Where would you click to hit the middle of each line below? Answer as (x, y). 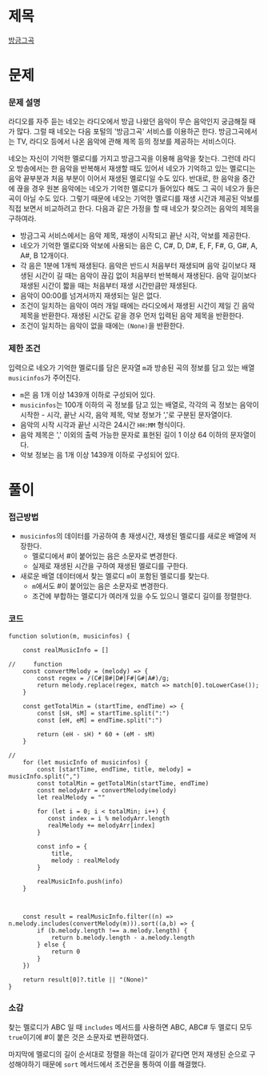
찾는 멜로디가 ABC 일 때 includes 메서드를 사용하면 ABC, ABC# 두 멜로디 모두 (130, 1027)
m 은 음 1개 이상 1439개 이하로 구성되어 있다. (88, 394)
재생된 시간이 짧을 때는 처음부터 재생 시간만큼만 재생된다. (108, 286)
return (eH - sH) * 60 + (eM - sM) (96, 734)
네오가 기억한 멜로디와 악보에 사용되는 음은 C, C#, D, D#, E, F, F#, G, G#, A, (139, 246)
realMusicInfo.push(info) (80, 881)
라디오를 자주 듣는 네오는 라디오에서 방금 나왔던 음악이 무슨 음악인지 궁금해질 (128, 122)
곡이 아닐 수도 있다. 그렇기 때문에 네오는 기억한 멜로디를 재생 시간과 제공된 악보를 (134, 199)
